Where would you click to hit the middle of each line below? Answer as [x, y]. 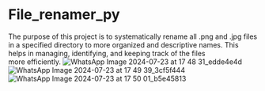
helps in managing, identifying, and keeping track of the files [107, 53]
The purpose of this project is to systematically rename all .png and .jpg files [133, 36]
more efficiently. [35, 62]
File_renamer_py [64, 15]
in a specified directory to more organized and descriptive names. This [123, 44]
